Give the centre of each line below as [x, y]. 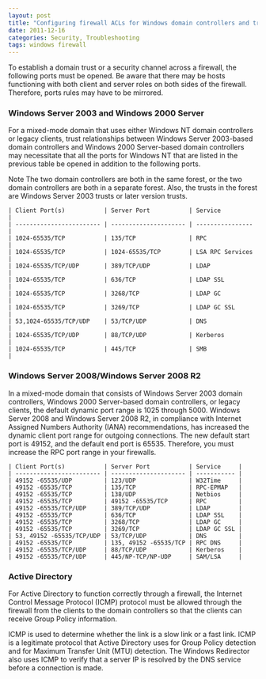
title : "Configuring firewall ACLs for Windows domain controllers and [129, 23]
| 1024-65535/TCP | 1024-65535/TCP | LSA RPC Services [131, 252]
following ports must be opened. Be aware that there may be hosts [117, 76]
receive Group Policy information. [63, 619]
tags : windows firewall [47, 45]
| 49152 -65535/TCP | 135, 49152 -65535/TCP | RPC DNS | [125, 543]
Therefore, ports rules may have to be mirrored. [86, 93]
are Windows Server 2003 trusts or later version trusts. [98, 196]
